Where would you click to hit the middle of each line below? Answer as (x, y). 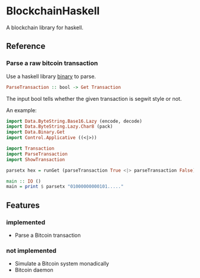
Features (23, 205)
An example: (21, 110)
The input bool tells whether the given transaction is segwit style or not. (94, 98)
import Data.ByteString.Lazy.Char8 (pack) (60, 126)
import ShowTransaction (36, 159)
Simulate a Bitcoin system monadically (62, 264)
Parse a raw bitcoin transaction (52, 63)
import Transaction (30, 149)
